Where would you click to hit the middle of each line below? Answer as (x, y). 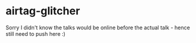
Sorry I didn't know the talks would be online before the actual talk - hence (98, 27)
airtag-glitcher (43, 11)
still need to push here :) (36, 33)
